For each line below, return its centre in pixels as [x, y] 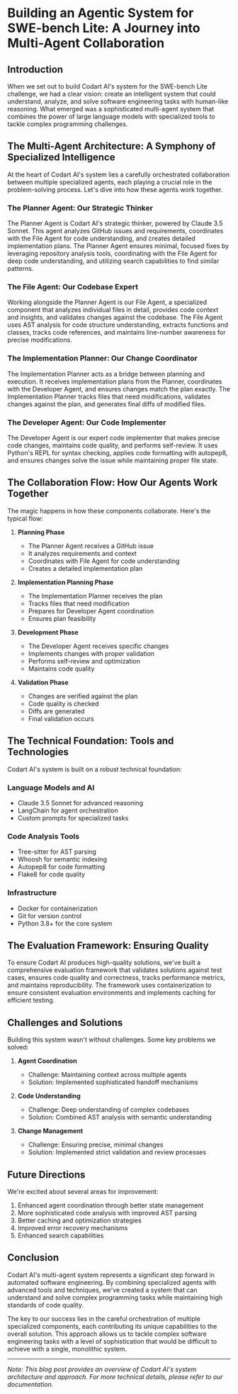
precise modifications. [40, 340]
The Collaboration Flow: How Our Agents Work [113, 483]
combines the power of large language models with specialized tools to [111, 116]
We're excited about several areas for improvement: [83, 1191]
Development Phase [48, 632]
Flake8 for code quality [51, 874]
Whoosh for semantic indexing [62, 859]
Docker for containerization [57, 908]
